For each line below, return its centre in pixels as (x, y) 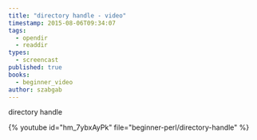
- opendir (32, 38)
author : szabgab (35, 89)
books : (19, 75)
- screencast (37, 60)
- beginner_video (44, 82)
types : (19, 52)
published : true (35, 68)
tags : (17, 30)
